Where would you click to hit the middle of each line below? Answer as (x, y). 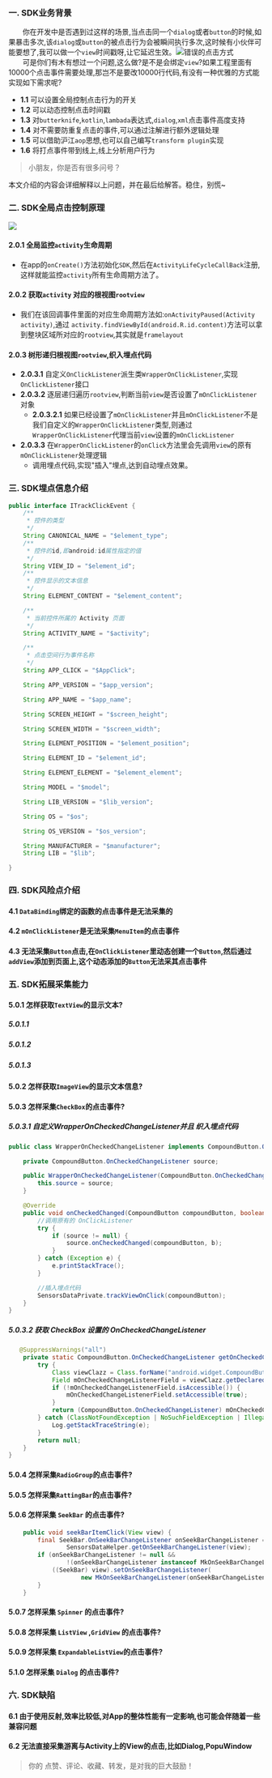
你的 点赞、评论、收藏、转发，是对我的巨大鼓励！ (111, 1765)
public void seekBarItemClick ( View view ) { (98, 1533)
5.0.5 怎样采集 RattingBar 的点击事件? (70, 1494)
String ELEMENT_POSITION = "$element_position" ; (106, 744)
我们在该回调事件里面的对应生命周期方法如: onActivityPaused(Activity (137, 314)
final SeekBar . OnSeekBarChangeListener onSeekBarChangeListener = (152, 1540)
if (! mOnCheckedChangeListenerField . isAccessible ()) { (146, 1388)
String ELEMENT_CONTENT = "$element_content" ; (103, 596)
